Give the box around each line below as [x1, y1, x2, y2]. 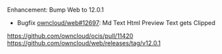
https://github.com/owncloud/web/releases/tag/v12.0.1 [7, 39, 161, 47]
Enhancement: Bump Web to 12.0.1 [7, 6, 105, 13]
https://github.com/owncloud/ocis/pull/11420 [7, 32, 134, 40]
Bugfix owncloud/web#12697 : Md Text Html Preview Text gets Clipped [16, 19, 216, 26]
